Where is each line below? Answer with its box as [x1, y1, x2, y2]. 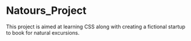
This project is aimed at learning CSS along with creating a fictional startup [6, 23, 186, 30]
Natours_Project [6, 4, 87, 17]
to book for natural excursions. [6, 29, 80, 36]
